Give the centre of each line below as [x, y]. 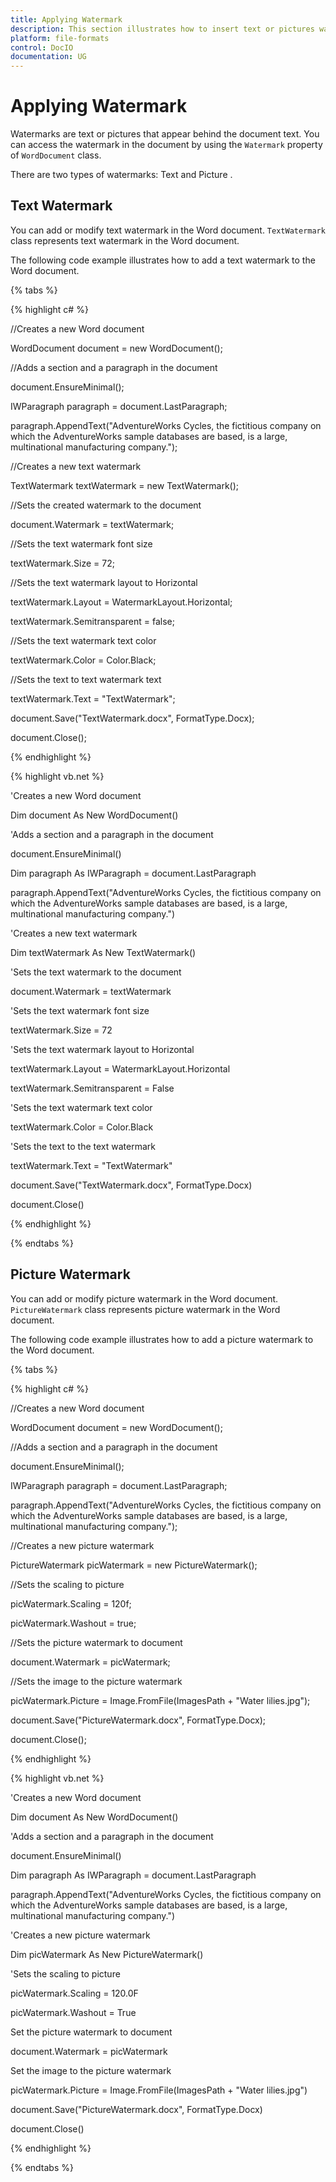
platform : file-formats [60, 38]
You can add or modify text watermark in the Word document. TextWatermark [168, 230]
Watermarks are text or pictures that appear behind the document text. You [165, 134]
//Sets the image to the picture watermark [96, 1681]
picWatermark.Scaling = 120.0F [74, 1993]
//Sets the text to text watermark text [86, 679]
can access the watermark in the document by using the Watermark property [166, 145]
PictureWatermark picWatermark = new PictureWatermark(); [134, 1565]
